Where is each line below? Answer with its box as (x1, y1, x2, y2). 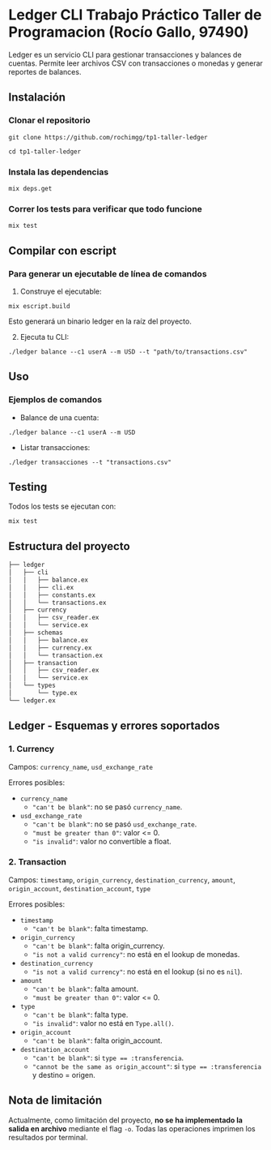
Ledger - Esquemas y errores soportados (8, 719, 220, 733)
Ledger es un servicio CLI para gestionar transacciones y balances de (8, 49, 242, 59)
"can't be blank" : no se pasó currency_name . (32, 801, 183, 812)
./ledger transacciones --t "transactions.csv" (8, 458, 172, 466)
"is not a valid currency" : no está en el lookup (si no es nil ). (32, 967, 243, 976)
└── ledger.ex (8, 696, 57, 705)
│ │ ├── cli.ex (8, 583, 74, 591)
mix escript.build (8, 302, 70, 310)
